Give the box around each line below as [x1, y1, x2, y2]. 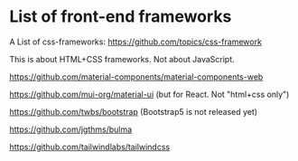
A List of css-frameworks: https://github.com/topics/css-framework [9, 36, 262, 47]
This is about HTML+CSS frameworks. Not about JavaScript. [9, 53, 235, 64]
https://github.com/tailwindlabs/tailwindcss [9, 141, 170, 152]
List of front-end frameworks [9, 6, 232, 27]
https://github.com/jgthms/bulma [9, 124, 133, 135]
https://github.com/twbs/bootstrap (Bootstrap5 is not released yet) [9, 106, 258, 117]
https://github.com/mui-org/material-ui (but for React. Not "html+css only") [9, 89, 290, 99]
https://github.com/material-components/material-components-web [9, 71, 264, 82]
